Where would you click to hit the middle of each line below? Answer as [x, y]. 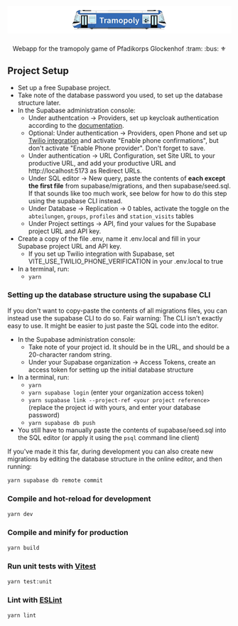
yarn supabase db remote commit [55, 480]
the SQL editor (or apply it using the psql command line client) [109, 437]
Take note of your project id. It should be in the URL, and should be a [129, 347]
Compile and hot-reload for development [79, 498]
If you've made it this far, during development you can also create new [110, 451]
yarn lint [22, 616]
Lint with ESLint [35, 600]
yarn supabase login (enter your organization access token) [116, 392]
